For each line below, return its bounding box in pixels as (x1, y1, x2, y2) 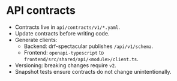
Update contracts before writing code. (14, 29, 110, 37)
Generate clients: (14, 36, 58, 43)
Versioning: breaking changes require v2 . (14, 61, 116, 69)
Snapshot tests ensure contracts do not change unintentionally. (14, 68, 172, 75)
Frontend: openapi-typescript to (23, 49, 104, 56)
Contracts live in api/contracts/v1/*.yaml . (14, 23, 120, 31)
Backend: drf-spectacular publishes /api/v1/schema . (23, 43, 154, 50)
